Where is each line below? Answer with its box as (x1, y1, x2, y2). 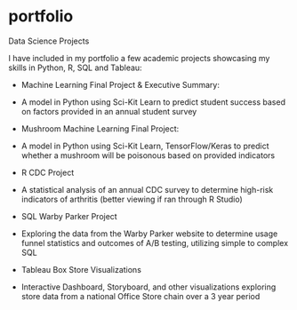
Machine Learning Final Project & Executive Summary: (20, 79, 220, 90)
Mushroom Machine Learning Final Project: (20, 123, 180, 134)
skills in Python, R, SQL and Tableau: (8, 62, 143, 73)
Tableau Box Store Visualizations (20, 264, 141, 274)
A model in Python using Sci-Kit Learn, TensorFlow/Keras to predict (20, 140, 269, 151)
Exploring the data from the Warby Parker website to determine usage (20, 228, 278, 239)
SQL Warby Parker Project (20, 211, 117, 221)
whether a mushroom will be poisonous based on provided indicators (20, 149, 276, 161)
